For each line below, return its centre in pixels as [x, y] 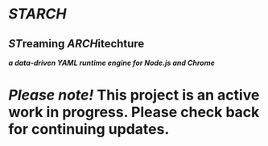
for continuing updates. [89, 130]
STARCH [37, 14]
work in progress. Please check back [134, 112]
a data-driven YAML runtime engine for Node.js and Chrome [111, 63]
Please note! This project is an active [134, 95]
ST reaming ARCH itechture [76, 44]
